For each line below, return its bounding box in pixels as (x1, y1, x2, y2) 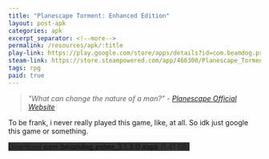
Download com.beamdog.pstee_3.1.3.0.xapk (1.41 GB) (8, 141, 191, 151)
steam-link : (8, 57, 48, 65)
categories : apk (8, 26, 62, 35)
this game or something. (8, 126, 89, 136)
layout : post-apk (8, 19, 66, 27)
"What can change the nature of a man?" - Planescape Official (27, 93, 238, 103)
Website (27, 102, 55, 112)
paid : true (8, 71, 45, 79)
